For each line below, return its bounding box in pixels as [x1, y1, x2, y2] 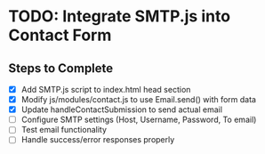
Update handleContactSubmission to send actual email [20, 104, 223, 115]
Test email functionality [20, 125, 108, 135]
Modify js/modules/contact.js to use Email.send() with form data [20, 94, 257, 105]
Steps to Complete [8, 61, 114, 76]
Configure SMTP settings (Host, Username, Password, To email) [20, 114, 257, 126]
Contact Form [8, 25, 112, 45]
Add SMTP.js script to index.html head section [20, 85, 191, 94]
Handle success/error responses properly [20, 134, 175, 145]
